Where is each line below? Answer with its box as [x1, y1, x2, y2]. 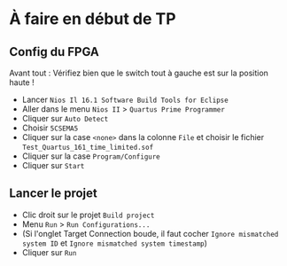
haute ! [9, 77, 35, 88]
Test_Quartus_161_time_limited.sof [21, 143, 154, 152]
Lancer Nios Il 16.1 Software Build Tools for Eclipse [21, 94, 229, 105]
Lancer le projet [9, 186, 97, 201]
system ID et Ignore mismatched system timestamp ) [21, 238, 208, 248]
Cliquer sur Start [21, 160, 85, 170]
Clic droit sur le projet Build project [21, 209, 155, 220]
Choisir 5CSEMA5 [21, 122, 79, 133]
